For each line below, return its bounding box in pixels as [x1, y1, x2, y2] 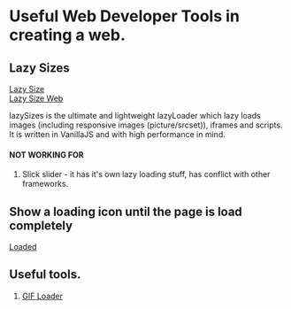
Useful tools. [9, 267, 81, 282]
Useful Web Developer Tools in [9, 6, 241, 27]
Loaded [9, 242, 37, 252]
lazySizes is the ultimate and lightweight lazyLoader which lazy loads [9, 111, 261, 120]
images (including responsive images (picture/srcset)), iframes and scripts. [9, 120, 283, 130]
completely [9, 218, 73, 233]
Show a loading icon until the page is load [9, 204, 243, 219]
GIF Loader [21, 290, 64, 301]
